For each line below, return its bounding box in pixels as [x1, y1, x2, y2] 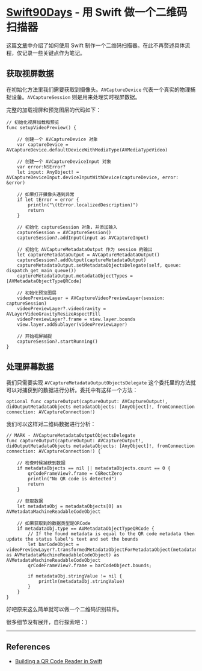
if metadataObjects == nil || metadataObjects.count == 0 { [17, 465, 171, 471]
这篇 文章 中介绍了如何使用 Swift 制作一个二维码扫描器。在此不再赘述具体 [6, 42, 185, 49]
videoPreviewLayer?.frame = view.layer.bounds [17, 316, 136, 322]
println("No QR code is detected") [28, 475, 117, 482]
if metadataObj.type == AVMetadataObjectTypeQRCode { [17, 526, 155, 532]
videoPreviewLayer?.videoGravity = [17, 305, 106, 311]
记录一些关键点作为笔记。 [22, 49, 85, 56]
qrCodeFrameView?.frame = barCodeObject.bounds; [28, 562, 152, 568]
